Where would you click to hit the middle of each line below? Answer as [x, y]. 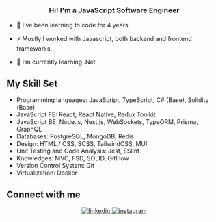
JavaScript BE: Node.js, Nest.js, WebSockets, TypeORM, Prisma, [107, 122]
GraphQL [29, 129]
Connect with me [44, 194]
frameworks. [34, 49]
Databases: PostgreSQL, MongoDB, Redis [75, 136]
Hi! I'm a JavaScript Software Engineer [114, 10]
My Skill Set [32, 83]
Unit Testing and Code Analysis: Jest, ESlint [78, 151]
